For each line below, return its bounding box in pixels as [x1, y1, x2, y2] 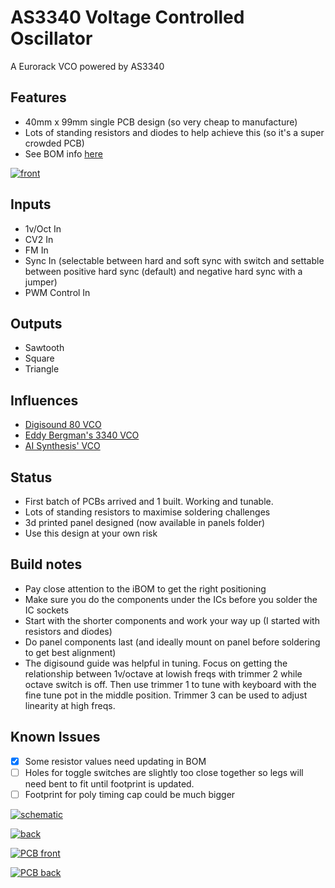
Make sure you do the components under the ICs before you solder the [24, 593, 318, 605]
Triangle [24, 363, 60, 375]
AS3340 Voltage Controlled [10, 6, 245, 29]
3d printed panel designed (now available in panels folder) [24, 517, 266, 528]
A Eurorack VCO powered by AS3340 [10, 60, 165, 72]
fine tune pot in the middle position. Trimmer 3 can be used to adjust [24, 689, 308, 701]
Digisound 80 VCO [24, 419, 102, 431]
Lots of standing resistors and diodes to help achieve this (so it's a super [24, 126, 325, 138]
